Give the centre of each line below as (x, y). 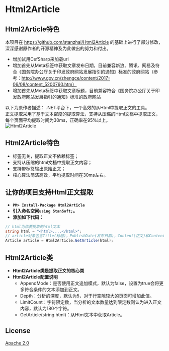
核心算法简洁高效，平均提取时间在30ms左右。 (60, 175)
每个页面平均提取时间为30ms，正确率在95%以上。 (58, 120)
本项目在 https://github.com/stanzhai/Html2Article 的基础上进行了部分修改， (84, 42)
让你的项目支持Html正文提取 (49, 192)
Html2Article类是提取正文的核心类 (48, 270)
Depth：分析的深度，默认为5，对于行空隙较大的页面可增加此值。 (87, 296)
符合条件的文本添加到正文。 (53, 289)
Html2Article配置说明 (35, 277)
